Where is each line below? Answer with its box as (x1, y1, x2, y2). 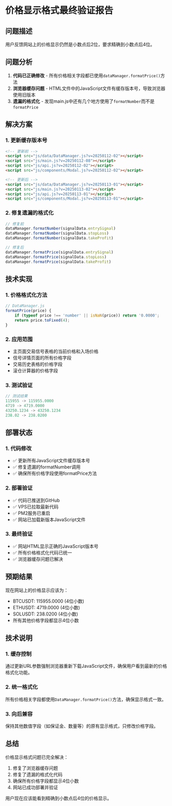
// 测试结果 (5, 393, 28, 399)
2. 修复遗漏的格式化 (5, 209, 54, 216)
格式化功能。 (5, 669, 32, 676)
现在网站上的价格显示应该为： (5, 587, 68, 593)
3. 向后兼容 (5, 710, 33, 717)
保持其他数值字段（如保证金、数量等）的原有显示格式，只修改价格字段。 (5, 723, 158, 729)
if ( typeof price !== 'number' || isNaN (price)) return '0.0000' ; (14, 313, 160, 318)
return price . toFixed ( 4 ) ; (14, 317, 70, 323)
